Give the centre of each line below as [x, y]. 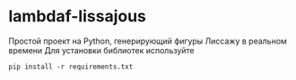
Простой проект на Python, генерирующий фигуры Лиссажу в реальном [148, 41]
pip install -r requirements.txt [71, 67]
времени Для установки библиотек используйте [101, 50]
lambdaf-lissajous [78, 16]
